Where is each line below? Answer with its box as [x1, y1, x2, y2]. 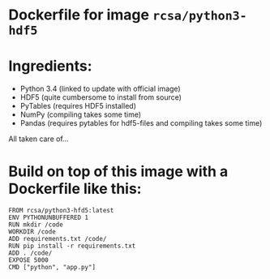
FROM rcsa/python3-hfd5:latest [8, 207, 114, 215]
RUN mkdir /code [8, 221, 63, 229]
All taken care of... [8, 134, 69, 144]
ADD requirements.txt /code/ [8, 235, 107, 243]
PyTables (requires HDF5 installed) [19, 101, 136, 111]
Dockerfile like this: [8, 180, 142, 198]
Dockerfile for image [8, 6, 150, 24]
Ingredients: [8, 57, 92, 75]
